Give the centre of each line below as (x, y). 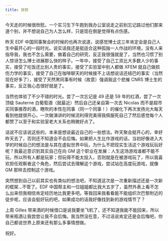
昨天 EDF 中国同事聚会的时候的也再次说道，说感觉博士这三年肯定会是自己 (81, 42)
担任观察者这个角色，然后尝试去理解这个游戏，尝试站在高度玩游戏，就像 (84, 163)
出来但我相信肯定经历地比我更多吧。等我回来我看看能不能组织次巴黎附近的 (86, 193)
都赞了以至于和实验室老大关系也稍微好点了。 (51, 122)
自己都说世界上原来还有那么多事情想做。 (47, 222)
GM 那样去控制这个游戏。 (31, 170)
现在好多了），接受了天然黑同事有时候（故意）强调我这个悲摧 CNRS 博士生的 (84, 79)
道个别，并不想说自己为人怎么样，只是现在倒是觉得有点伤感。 (69, 31)
